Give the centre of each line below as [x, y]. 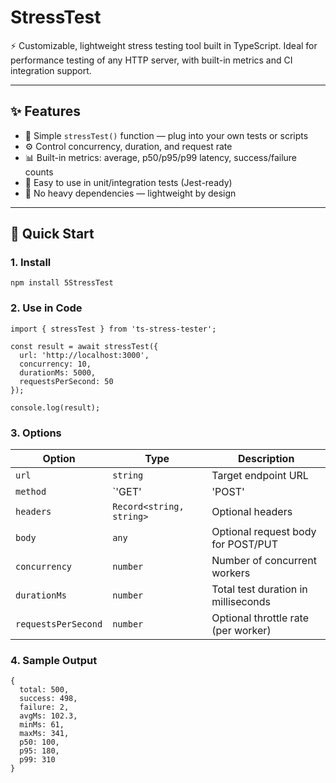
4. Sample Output [54, 660]
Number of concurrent [264, 561]
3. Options [36, 433]
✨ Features [45, 111]
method [31, 492]
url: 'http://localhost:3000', [84, 355]
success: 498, [48, 699]
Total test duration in [259, 589]
